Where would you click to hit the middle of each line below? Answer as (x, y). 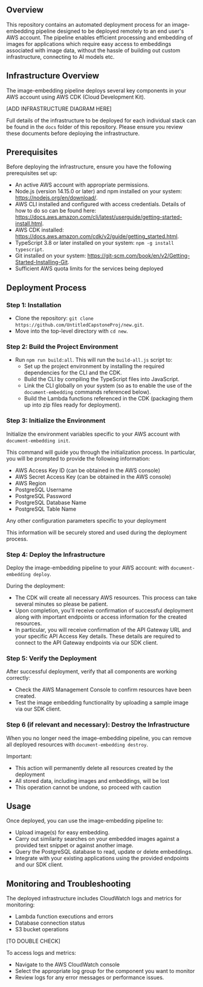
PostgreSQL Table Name (46, 509)
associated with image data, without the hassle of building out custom (93, 50)
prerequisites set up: (32, 173)
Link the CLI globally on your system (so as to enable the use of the (108, 386)
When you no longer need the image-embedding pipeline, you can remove (99, 738)
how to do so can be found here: (56, 211)
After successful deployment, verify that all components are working (92, 671)
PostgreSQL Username (43, 490)
